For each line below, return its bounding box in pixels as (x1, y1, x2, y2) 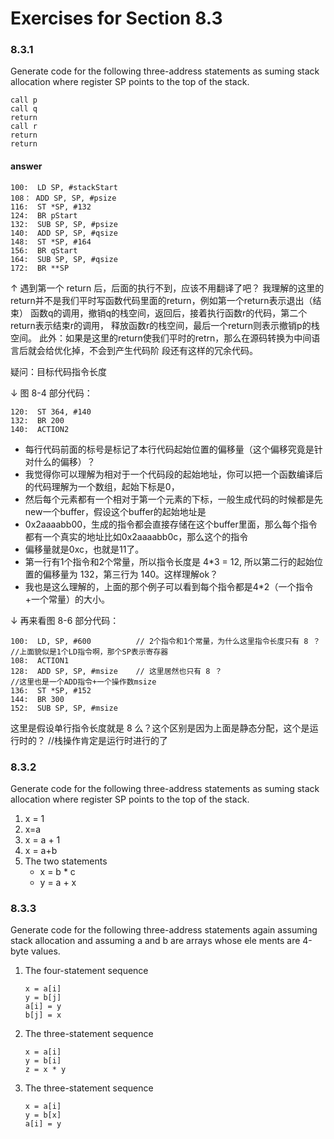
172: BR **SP (10, 263, 70, 273)
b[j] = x (24, 1010, 62, 1021)
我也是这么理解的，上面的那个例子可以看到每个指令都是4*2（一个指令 (24, 580, 314, 592)
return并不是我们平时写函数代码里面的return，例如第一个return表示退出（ (10, 294, 313, 306)
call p (10, 95, 38, 106)
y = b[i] (24, 1056, 62, 1066)
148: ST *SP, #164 (10, 237, 92, 247)
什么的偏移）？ (33, 455, 96, 467)
